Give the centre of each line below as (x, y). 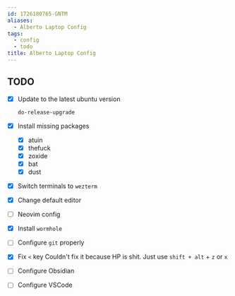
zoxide (38, 155)
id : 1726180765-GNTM (38, 14)
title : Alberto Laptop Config (52, 54)
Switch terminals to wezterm (57, 186)
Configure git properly (51, 243)
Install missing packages (53, 126)
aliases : (20, 20)
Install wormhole (40, 229)
